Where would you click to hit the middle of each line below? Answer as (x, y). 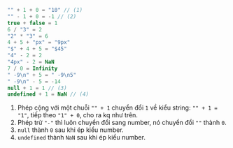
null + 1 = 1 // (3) (37, 88)
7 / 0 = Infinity (33, 68)
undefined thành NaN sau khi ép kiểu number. (81, 138)
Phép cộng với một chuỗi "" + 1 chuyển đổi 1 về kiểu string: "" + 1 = (118, 108)
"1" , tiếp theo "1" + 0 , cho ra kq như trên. (78, 115)
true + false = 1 (33, 23)
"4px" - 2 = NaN (31, 62)
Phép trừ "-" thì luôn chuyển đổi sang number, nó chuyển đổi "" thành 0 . (122, 123)
